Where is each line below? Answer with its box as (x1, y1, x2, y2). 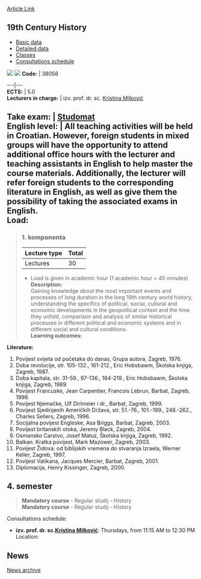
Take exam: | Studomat (7, 112, 95, 122)
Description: (30, 281, 63, 288)
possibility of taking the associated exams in (7, 197, 178, 207)
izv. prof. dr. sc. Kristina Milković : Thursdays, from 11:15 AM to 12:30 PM (15, 527, 196, 534)
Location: (15, 533, 39, 541)
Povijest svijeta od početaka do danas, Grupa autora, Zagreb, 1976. (15, 355, 182, 363)
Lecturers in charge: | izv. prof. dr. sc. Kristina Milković (7, 94, 144, 102)
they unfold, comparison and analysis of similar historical (30, 313, 172, 320)
